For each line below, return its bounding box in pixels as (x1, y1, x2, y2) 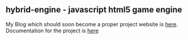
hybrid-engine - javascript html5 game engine (5, 5, 183, 15)
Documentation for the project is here (5, 27, 99, 34)
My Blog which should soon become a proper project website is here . (5, 20, 178, 27)
